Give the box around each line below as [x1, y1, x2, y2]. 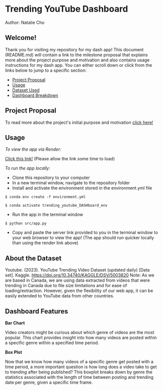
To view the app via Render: [5, 146, 62, 152]
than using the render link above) [12, 240, 79, 246]
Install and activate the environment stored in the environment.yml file [12, 185, 152, 191]
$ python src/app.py [5, 221, 47, 226]
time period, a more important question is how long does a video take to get [5, 364, 157, 370]
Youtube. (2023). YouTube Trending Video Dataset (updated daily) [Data [5, 267, 150, 273]
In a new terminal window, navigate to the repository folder [12, 180, 130, 186]
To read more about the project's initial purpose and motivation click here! [5, 119, 153, 125]
